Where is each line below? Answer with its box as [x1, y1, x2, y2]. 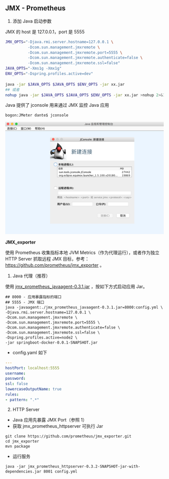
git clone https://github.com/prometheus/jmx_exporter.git [5, 434, 132, 439]
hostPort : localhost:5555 [5, 365, 59, 370]
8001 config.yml [43, 469, 78, 474]
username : [5, 371, 26, 376]
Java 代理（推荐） [12, 273, 51, 279]
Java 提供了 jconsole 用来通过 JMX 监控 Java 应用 [5, 102, 109, 108]
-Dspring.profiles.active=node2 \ [5, 335, 78, 340]
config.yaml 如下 [12, 349, 47, 355]
